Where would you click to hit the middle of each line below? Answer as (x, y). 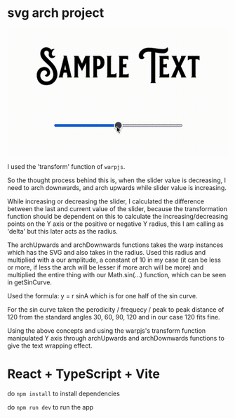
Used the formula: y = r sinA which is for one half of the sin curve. (102, 296)
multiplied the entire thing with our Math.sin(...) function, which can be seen (117, 274)
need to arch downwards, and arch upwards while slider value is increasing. (117, 187)
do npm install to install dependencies (64, 393)
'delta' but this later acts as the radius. (62, 231)
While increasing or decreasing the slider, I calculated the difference (106, 201)
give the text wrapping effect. (50, 346)
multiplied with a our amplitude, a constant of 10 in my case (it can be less (114, 260)
